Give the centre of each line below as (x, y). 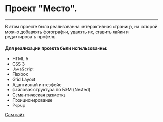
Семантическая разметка (39, 95)
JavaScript (23, 69)
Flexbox (20, 74)
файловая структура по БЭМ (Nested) (51, 90)
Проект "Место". (41, 9)
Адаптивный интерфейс (37, 85)
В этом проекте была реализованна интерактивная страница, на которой (81, 26)
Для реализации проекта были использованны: (56, 48)
